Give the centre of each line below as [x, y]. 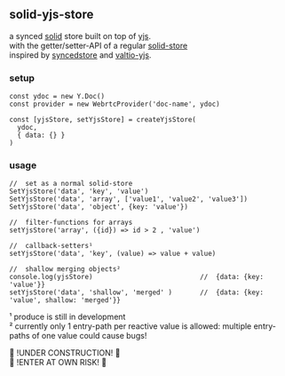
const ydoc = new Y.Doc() [57, 97]
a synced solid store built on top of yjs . [80, 36]
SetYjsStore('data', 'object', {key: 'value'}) [99, 207]
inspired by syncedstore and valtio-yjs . [80, 55]
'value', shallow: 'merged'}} [65, 300]
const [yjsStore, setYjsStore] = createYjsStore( [103, 120]
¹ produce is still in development [67, 317]
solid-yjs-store [51, 15]
